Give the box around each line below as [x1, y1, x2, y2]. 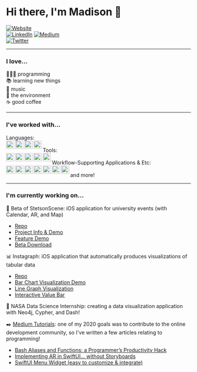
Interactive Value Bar [14, 291, 66, 298]
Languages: [6, 134, 35, 141]
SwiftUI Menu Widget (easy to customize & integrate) [14, 359, 143, 366]
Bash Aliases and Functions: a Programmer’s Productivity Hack [14, 346, 167, 353]
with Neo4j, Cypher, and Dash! [6, 309, 80, 316]
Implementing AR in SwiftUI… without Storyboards [14, 353, 136, 360]
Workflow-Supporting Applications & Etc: [52, 159, 151, 166]
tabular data [6, 261, 35, 268]
